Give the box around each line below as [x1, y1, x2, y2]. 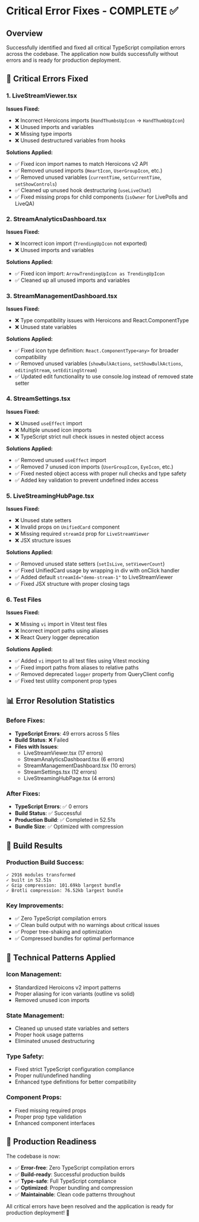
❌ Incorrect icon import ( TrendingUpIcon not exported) [14, 240, 147, 247]
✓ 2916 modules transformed [6, 872, 76, 878]
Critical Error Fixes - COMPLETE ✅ [6, 4, 179, 18]
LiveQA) [14, 200, 34, 207]
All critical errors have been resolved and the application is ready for [6, 1202, 174, 1210]
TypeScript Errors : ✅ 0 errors [14, 803, 89, 810]
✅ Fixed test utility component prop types [14, 677, 117, 684]
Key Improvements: [6, 901, 64, 909]
